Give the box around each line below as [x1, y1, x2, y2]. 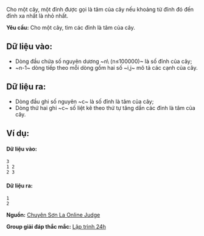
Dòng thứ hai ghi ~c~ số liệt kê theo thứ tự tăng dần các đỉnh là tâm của [15, 104, 196, 112]
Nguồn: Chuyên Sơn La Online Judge [6, 211, 100, 218]
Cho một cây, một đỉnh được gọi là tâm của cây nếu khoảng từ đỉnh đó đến [6, 6, 194, 13]
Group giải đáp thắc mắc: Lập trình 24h [6, 223, 107, 231]
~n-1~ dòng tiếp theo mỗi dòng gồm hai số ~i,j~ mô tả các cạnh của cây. [15, 64, 198, 71]
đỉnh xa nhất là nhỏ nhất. [6, 12, 69, 19]
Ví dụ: [6, 128, 29, 139]
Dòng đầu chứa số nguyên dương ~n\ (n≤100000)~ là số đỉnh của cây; [15, 58, 192, 65]
